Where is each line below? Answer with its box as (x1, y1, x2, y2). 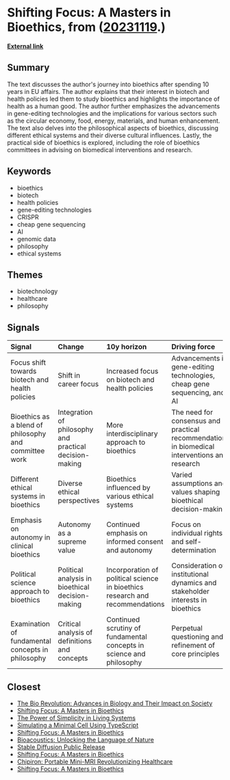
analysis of (57, 628, 93, 637)
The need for (171, 408, 214, 417)
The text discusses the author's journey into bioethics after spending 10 (7, 80, 209, 88)
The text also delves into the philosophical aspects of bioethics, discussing (7, 123, 219, 132)
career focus (57, 379, 99, 389)
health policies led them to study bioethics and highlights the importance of (7, 95, 220, 103)
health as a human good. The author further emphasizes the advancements (7, 101, 220, 110)
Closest (7, 681, 41, 693)
